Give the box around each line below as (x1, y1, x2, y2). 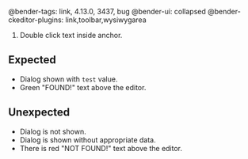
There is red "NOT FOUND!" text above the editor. (19, 143, 183, 153)
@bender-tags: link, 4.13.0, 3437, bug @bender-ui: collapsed (8, 7, 206, 16)
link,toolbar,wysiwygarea (65, 15, 147, 25)
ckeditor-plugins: (8, 15, 64, 25)
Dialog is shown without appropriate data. (19, 134, 156, 145)
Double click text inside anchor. (19, 31, 123, 40)
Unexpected (8, 106, 71, 119)
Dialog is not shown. (19, 127, 86, 136)
